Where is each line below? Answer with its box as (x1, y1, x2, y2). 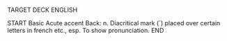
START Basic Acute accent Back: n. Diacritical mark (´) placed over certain (7, 19, 221, 27)
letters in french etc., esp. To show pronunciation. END (7, 27, 164, 34)
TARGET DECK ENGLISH (7, 6, 78, 14)
